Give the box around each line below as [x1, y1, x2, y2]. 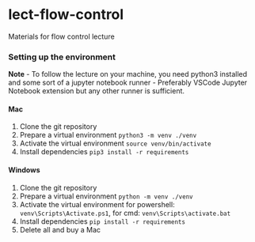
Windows [8, 165, 40, 175]
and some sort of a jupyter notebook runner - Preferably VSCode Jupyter [8, 78, 248, 88]
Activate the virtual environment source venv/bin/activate [19, 138, 211, 148]
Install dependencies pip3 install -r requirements [19, 147, 189, 157]
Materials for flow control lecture [8, 32, 115, 41]
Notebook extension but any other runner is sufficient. [8, 86, 185, 96]
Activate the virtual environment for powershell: [19, 199, 176, 209]
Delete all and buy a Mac [19, 225, 101, 234]
